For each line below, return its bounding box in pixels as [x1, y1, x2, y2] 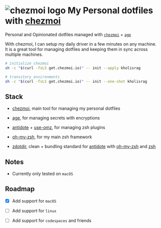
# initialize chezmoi [5, 61, 49, 66]
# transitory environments [5, 74, 60, 79]
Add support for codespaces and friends [12, 218, 92, 223]
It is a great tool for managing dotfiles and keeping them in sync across [5, 46, 148, 52]
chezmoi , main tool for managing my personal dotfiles [12, 105, 121, 111]
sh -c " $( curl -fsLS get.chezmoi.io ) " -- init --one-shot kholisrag [5, 79, 147, 84]
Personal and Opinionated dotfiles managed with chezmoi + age [5, 31, 131, 37]
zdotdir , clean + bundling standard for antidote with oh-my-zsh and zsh [12, 144, 156, 150]
